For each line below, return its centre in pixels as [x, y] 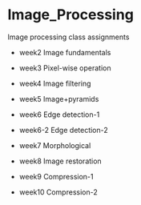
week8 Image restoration [60, 161]
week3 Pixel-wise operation [65, 68]
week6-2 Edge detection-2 [64, 130]
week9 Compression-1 [56, 176]
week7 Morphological [55, 145]
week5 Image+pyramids [59, 98]
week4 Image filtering [55, 83]
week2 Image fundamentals [65, 52]
